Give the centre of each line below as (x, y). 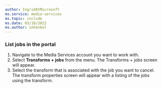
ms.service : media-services (34, 14)
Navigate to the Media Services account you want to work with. (76, 55)
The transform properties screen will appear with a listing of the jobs (81, 75)
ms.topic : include (24, 18)
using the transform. (32, 81)
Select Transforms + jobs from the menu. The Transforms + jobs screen (85, 60)
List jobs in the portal (30, 44)
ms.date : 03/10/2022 (26, 23)
